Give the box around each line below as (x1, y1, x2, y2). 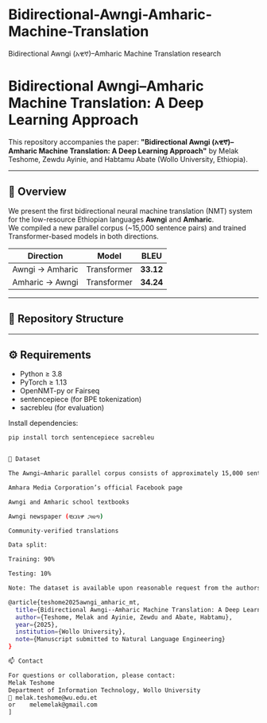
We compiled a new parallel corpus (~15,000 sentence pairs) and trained (8, 222, 246, 232)
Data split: (8, 541, 48, 549)
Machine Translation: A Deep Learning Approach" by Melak (38, 145, 239, 156)
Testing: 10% (8, 570, 52, 578)
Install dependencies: (8, 419, 79, 428)
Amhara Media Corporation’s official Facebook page (8, 483, 183, 492)
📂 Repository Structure (8, 312, 124, 326)
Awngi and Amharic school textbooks (8, 498, 130, 506)
